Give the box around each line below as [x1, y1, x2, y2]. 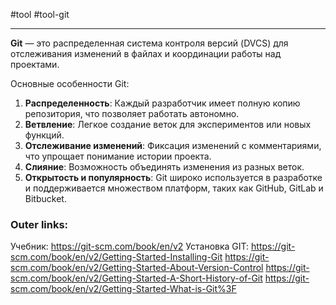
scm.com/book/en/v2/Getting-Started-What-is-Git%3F [10, 283, 237, 295]
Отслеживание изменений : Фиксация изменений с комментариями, [24, 140, 322, 151]
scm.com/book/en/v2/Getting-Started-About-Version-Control [10, 262, 264, 274]
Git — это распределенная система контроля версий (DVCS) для [10, 37, 289, 49]
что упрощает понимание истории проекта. [24, 150, 212, 162]
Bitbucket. [24, 193, 67, 204]
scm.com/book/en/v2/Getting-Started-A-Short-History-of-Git [10, 272, 263, 284]
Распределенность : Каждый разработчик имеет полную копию [24, 97, 301, 109]
